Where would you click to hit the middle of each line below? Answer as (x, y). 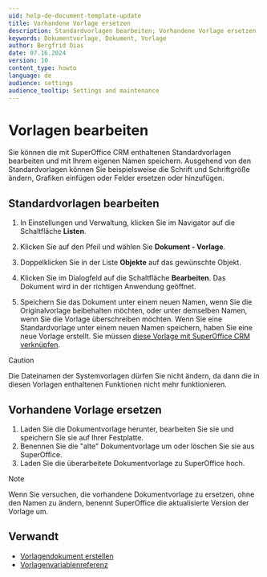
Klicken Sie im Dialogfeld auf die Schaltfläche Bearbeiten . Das (123, 278)
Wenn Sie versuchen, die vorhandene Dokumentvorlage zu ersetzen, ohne (131, 494)
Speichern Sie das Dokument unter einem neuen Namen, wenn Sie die (136, 302)
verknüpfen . (40, 345)
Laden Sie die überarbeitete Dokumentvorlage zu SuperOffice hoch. (132, 463)
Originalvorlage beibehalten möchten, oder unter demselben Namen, (133, 311)
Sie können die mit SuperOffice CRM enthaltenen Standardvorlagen (120, 153)
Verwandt (33, 536)
